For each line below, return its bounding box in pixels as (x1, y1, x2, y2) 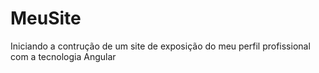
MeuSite (10, 7, 82, 30)
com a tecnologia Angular (10, 50, 117, 62)
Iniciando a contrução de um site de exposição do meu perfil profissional (10, 40, 311, 52)
